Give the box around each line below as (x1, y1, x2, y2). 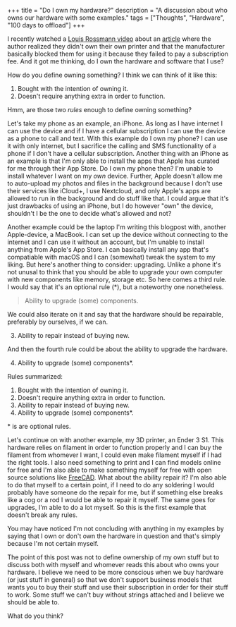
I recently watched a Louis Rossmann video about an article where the (7, 35, 211, 43)
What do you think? (7, 611, 63, 620)
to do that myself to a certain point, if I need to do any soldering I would (7, 481, 215, 489)
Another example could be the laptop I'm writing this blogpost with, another (7, 223, 227, 231)
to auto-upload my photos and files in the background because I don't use (7, 179, 223, 188)
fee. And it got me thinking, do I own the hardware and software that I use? (7, 57, 224, 66)
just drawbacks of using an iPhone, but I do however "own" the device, (7, 202, 213, 210)
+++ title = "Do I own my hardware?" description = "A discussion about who (7, 6, 228, 14)
